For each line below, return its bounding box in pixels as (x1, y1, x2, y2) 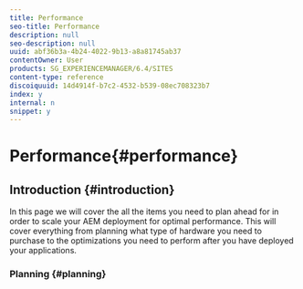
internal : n (9, 98, 55, 108)
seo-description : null (9, 38, 96, 48)
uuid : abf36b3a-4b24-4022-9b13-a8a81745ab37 (9, 47, 182, 57)
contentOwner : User (9, 56, 84, 65)
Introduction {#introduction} (9, 181, 175, 197)
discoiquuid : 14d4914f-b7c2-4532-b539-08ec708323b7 (9, 81, 210, 90)
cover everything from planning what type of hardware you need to (9, 225, 263, 237)
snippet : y (9, 107, 51, 116)
